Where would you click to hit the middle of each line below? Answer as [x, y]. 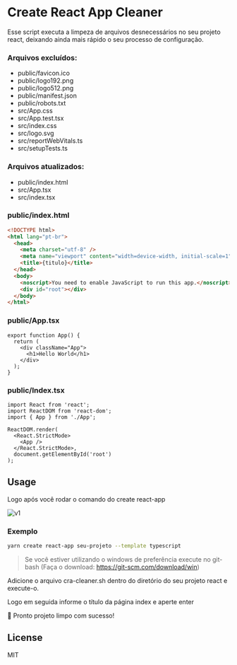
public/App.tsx [34, 320]
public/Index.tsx [36, 390]
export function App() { [44, 335]
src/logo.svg [36, 133]
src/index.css [37, 126]
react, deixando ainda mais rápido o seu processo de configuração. [105, 39]
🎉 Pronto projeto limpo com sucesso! [61, 615]
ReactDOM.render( [33, 429]
